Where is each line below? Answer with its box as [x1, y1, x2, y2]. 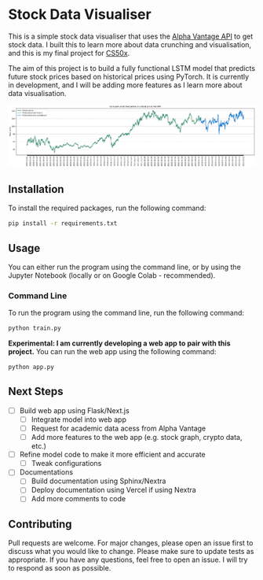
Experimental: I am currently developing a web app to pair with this [8, 338, 231, 348]
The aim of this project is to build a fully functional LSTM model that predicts [8, 63, 256, 72]
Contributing [8, 517, 72, 530]
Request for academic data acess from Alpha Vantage [31, 423, 206, 434]
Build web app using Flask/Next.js [19, 405, 130, 415]
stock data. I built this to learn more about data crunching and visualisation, [8, 39, 252, 49]
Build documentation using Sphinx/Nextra [31, 476, 166, 486]
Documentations [19, 467, 73, 477]
